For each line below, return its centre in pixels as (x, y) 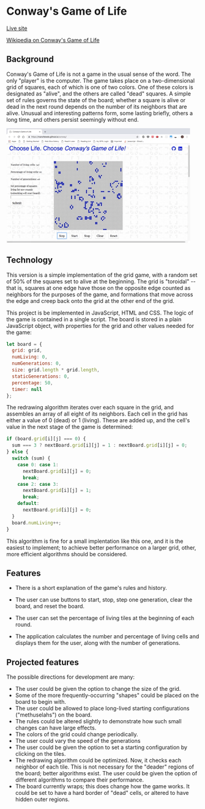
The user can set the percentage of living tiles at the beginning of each (105, 618)
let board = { (24, 344)
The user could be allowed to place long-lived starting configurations (102, 709)
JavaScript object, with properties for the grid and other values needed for (100, 326)
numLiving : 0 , (30, 357)
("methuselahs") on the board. (54, 715)
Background (30, 59)
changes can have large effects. (56, 728)
